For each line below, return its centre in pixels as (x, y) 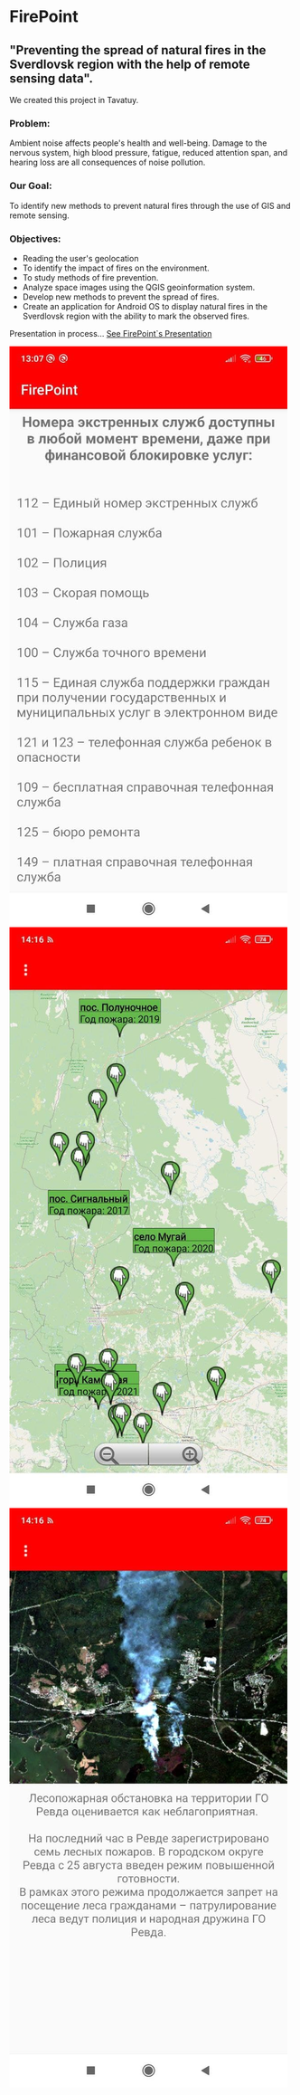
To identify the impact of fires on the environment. (116, 268)
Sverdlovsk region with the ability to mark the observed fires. (136, 316)
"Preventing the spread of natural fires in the (138, 50)
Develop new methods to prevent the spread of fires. (121, 297)
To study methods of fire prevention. (90, 277)
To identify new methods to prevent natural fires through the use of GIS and (150, 205)
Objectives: (35, 239)
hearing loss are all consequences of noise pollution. (108, 162)
